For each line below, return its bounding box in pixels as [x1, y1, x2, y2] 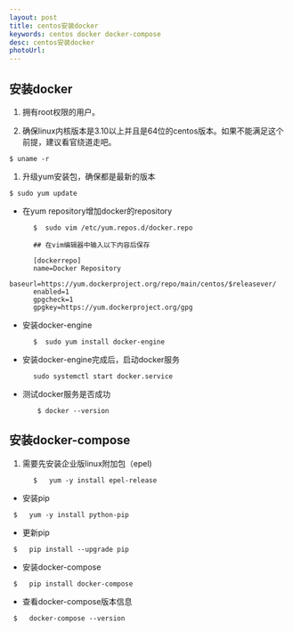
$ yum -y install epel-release [32, 475, 158, 485]
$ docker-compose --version [12, 613, 126, 623]
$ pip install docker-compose [12, 579, 134, 588]
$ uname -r [9, 154, 50, 163]
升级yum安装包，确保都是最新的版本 [21, 171, 156, 182]
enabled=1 [32, 287, 69, 296]
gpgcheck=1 [32, 295, 74, 304]
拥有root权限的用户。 [21, 106, 101, 117]
